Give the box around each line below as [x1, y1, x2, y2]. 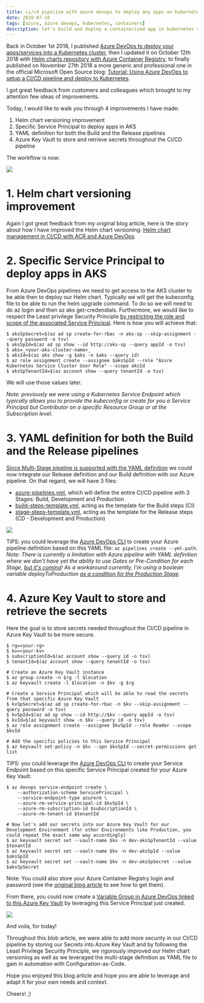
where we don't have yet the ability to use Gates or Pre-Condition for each [6, 557, 193, 565]
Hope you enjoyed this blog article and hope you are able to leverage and [6, 972, 190, 979]
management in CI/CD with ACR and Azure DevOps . [6, 233, 137, 240]
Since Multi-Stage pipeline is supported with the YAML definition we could [6, 464, 192, 471]
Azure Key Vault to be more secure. [6, 631, 95, 638]
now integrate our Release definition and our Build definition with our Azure [6, 471, 194, 478]
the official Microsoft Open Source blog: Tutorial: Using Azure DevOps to [6, 68, 188, 76]
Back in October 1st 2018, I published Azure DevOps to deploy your [6, 43, 174, 50]
